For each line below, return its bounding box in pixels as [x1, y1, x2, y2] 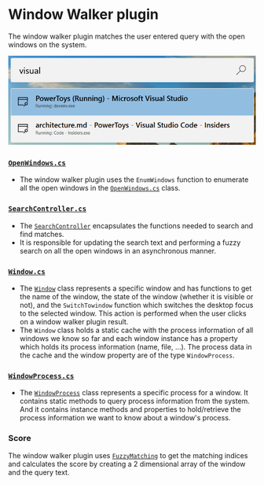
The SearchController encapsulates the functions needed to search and [19, 220, 254, 230]
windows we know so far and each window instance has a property [19, 334, 238, 343]
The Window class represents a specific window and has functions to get [19, 283, 252, 293]
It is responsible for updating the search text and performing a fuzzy [19, 238, 241, 247]
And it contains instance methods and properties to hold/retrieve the [19, 405, 241, 414]
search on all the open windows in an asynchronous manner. [19, 246, 216, 255]
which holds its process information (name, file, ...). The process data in [19, 342, 252, 351]
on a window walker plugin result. [19, 317, 129, 326]
